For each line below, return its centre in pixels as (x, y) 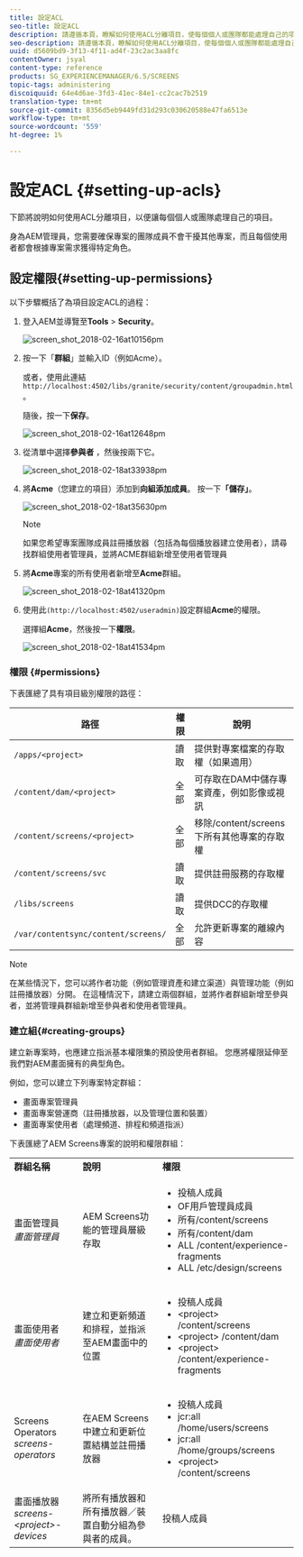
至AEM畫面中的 (115, 1342)
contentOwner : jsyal (48, 60)
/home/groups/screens (226, 1451)
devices (31, 1536)
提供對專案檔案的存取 (239, 748)
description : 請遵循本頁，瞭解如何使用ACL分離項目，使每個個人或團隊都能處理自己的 (149, 34)
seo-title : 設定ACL (45, 26)
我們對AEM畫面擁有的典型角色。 (69, 1064)
